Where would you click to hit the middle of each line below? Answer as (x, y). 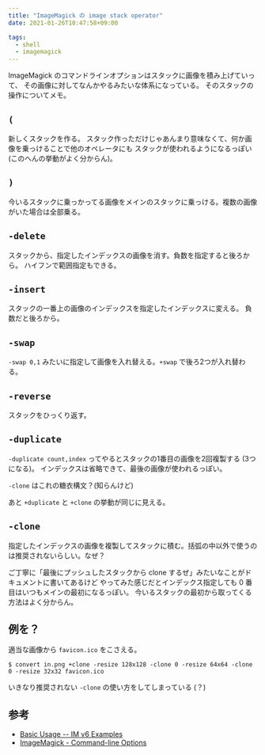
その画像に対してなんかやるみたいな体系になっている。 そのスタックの (139, 85)
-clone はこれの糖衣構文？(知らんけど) (71, 485)
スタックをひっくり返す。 (49, 415)
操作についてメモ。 (40, 95)
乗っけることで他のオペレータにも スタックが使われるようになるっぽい (137, 148)
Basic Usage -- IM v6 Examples (71, 734)
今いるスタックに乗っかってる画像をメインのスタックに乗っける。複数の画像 (133, 202)
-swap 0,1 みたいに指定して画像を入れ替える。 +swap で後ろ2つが (113, 362)
